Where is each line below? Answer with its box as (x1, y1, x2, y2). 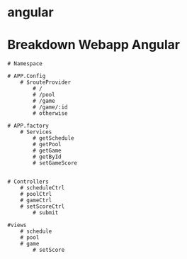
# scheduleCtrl (20, 184, 65, 192)
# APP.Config (7, 72, 46, 80)
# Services (20, 128, 52, 136)
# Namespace (7, 60, 42, 67)
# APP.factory (7, 122, 50, 130)
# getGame (33, 147, 62, 155)
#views (7, 221, 27, 229)
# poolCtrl (20, 191, 52, 198)
